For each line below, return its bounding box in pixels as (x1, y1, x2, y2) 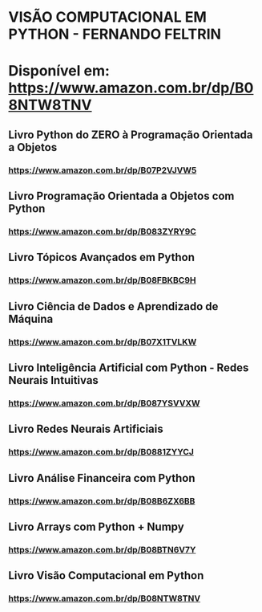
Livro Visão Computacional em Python (8, 569, 204, 582)
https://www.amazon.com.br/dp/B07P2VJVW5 (8, 165, 197, 176)
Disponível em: (8, 62, 111, 80)
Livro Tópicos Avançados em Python (8, 251, 195, 264)
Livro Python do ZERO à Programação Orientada (8, 128, 254, 141)
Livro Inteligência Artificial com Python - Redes (8, 361, 249, 375)
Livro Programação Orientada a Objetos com (8, 190, 235, 203)
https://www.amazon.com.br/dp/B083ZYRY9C (8, 226, 196, 237)
